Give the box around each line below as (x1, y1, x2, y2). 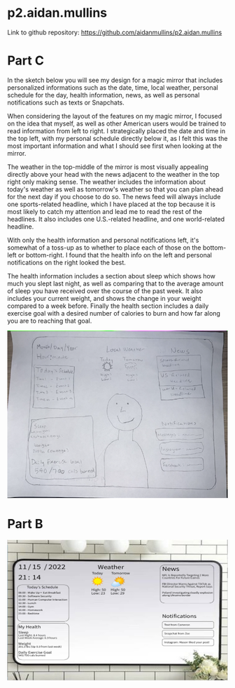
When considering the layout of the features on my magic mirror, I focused (7, 112, 222, 120)
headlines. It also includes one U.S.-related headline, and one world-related (7, 215, 225, 223)
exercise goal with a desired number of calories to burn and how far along (7, 309, 220, 317)
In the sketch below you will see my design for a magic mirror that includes (7, 76, 223, 84)
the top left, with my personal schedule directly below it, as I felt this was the (7, 134, 228, 142)
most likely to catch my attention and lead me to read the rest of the (7, 207, 203, 215)
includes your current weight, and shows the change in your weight (7, 294, 201, 302)
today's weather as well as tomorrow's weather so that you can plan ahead (7, 184, 224, 194)
